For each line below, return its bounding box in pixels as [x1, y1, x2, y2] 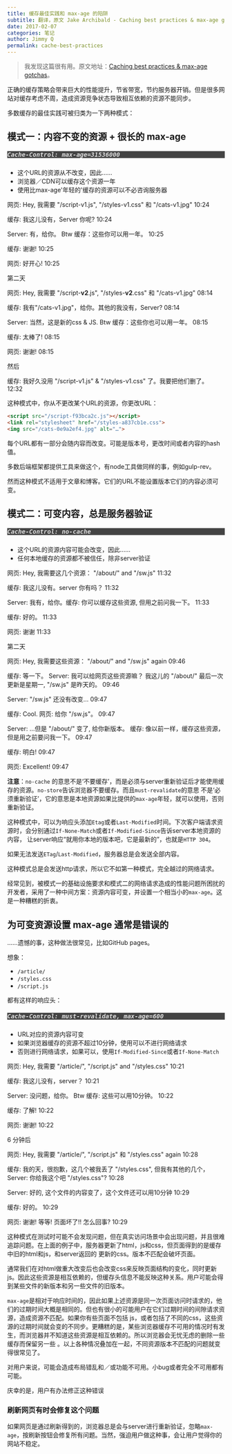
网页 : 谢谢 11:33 [7, 627, 51, 636]
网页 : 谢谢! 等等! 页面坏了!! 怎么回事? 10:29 [7, 1218, 128, 1226]
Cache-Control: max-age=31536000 [7, 150, 121, 158]
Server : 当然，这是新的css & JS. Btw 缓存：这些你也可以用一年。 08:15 [7, 318, 209, 326]
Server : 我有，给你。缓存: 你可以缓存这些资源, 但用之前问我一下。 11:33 [7, 598, 210, 607]
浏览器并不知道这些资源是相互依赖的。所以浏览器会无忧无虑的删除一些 [25, 1331, 225, 1339]
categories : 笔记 [7, 29, 55, 37]
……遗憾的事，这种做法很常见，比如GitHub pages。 [7, 939, 154, 947]
